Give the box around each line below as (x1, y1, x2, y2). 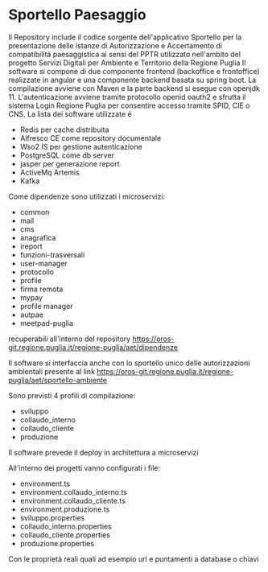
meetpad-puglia (19, 318, 74, 327)
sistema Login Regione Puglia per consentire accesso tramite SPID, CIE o (8, 101, 250, 110)
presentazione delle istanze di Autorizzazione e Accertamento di (8, 40, 223, 50)
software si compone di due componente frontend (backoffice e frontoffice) (8, 66, 260, 76)
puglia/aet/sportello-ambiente (8, 375, 107, 385)
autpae (19, 310, 44, 319)
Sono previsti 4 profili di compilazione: (8, 390, 136, 400)
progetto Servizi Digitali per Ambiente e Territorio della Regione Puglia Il (8, 58, 246, 68)
